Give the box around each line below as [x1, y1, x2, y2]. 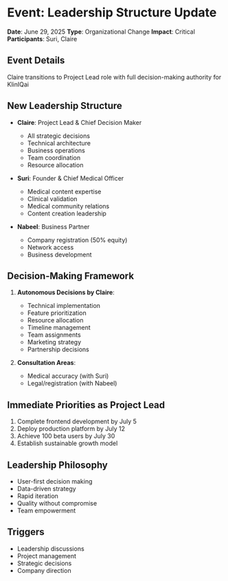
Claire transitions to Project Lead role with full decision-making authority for [7, 73, 222, 81]
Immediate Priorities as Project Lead [7, 399, 166, 411]
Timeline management [27, 324, 91, 332]
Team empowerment [16, 506, 76, 514]
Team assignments [27, 331, 81, 339]
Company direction [16, 566, 71, 574]
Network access [27, 243, 74, 251]
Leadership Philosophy [7, 459, 108, 471]
